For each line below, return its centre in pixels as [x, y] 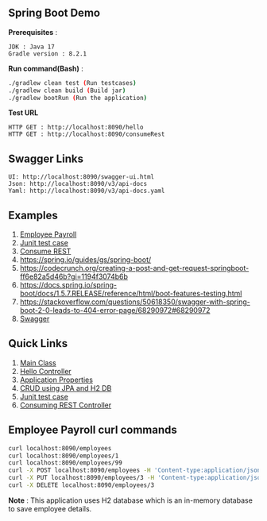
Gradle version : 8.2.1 [48, 54]
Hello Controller [45, 371]
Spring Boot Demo [54, 13]
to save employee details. [50, 508]
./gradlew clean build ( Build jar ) [67, 91]
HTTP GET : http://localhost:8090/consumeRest [87, 134]
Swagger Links [46, 158]
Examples [33, 215]
